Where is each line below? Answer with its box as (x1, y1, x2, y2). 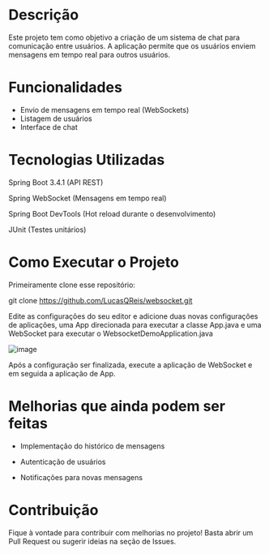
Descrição (8, 6, 79, 24)
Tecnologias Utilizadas (8, 151, 165, 170)
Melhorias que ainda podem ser (8, 397, 225, 415)
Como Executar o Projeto (8, 253, 180, 271)
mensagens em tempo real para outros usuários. (8, 49, 171, 59)
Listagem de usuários (19, 114, 93, 123)
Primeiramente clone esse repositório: (8, 280, 136, 290)
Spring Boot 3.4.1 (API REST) (8, 177, 104, 187)
